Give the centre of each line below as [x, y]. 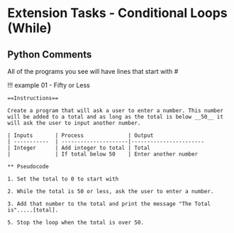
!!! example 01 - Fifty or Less [49, 85]
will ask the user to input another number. [74, 123]
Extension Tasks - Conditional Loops [118, 13]
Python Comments [50, 54]
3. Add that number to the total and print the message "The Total [109, 204]
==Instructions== [33, 98]
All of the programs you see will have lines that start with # [93, 71]
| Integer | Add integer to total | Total [79, 148]
